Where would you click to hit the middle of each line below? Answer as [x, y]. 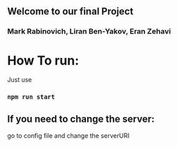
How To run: [43, 61]
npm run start [31, 97]
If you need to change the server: [81, 119]
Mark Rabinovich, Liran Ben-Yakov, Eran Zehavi [89, 31]
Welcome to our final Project [71, 12]
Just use [20, 80]
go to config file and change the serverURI [68, 135]
